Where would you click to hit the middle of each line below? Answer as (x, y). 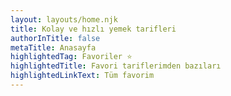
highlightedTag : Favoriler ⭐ (71, 57)
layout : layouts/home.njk (64, 19)
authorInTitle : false (55, 38)
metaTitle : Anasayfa (53, 47)
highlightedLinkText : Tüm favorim (82, 76)
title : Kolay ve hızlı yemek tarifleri (93, 29)
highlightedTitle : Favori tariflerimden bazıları (116, 66)
